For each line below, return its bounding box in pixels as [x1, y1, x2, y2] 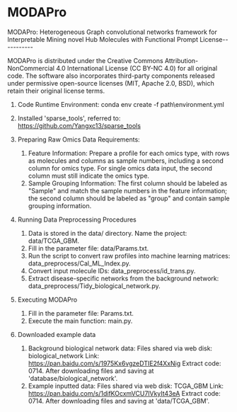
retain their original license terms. [7, 86, 105, 95]
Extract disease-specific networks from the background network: [28, 274, 219, 282]
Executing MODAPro [17, 295, 78, 304]
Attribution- [165, 56, 199, 64]
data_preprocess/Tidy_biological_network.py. [28, 281, 161, 290]
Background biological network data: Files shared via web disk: [28, 344, 213, 353]
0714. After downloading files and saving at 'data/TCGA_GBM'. [28, 396, 210, 405]
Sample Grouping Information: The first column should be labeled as [28, 178, 228, 188]
